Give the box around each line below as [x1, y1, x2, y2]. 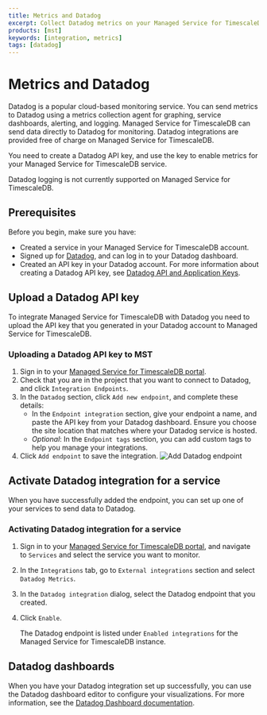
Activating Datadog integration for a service [8, 524, 181, 535]
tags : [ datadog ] [8, 41, 62, 49]
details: [19, 400, 44, 410]
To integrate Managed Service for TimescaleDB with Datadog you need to [8, 311, 250, 322]
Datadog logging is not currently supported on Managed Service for [8, 175, 230, 184]
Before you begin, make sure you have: [8, 227, 137, 237]
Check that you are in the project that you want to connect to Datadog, [19, 375, 251, 385]
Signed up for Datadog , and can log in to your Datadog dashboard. [19, 251, 238, 261]
